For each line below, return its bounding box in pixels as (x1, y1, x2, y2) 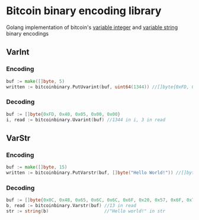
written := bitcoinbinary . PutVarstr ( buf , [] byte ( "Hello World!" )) (6, 170, 174, 176)
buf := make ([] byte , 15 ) (6, 164, 68, 170)
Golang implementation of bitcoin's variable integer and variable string (6, 24, 178, 31)
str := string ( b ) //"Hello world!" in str (6, 208, 166, 214)
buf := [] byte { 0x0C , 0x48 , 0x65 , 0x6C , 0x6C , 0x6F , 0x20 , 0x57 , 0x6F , (6, 197, 184, 203)
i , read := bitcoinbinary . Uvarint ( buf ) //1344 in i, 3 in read (6, 117, 166, 122)
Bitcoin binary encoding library (6, 4, 162, 18)
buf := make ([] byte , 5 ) (6, 78, 65, 84)
